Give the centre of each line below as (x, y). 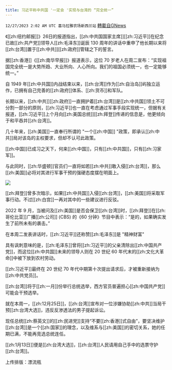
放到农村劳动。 (42, 258)
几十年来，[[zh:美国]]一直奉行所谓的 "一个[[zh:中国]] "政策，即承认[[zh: (80, 131)
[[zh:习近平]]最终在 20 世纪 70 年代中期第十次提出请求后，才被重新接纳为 (83, 269)
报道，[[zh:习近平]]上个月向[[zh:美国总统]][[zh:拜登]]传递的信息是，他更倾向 (85, 114)
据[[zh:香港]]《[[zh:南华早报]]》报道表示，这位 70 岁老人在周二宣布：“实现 (84, 60)
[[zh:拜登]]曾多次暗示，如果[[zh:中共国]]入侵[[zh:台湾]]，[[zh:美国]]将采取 (83, 193)
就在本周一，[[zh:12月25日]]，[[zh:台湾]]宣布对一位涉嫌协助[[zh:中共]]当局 (84, 303)
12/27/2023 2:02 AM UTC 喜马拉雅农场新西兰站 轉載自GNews (66, 25)
